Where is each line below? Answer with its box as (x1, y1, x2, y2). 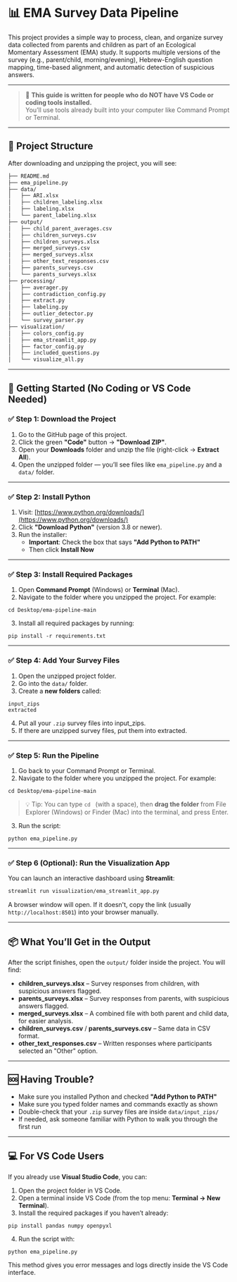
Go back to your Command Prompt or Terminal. (18, 767, 155, 775)
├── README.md (8, 173, 50, 180)
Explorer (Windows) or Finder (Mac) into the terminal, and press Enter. (25, 808, 229, 816)
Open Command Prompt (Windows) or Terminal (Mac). (18, 586, 180, 594)
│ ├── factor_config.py (8, 343, 84, 350)
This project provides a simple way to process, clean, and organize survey (8, 32, 224, 42)
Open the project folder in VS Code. (18, 1186, 122, 1195)
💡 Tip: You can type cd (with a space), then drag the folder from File (25, 800, 227, 808)
